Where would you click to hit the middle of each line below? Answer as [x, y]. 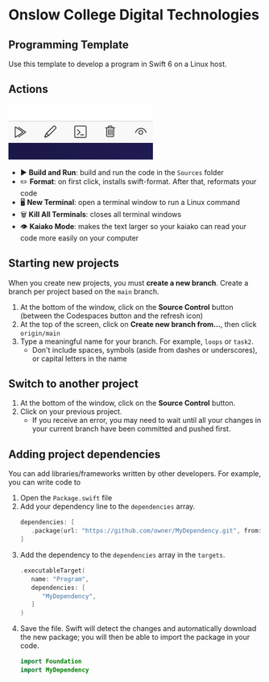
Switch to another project [73, 384]
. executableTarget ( [53, 571]
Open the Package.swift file [66, 498]
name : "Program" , [60, 579]
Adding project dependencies [85, 454]
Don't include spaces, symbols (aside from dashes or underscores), [145, 349]
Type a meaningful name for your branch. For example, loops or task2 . [137, 341]
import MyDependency [54, 670]
